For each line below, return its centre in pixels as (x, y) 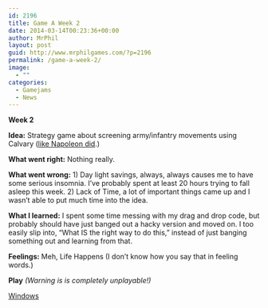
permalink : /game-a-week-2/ (55, 61)
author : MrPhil (33, 38)
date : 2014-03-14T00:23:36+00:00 (64, 30)
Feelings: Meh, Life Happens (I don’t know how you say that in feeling (123, 257)
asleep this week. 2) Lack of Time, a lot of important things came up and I (129, 192)
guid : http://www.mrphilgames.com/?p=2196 (80, 53)
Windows (24, 296)
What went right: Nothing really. (62, 160)
